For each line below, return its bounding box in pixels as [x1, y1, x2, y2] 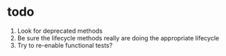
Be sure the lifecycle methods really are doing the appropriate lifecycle [17, 33, 220, 42]
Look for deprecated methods [17, 27, 103, 35]
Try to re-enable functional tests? [17, 41, 113, 49]
